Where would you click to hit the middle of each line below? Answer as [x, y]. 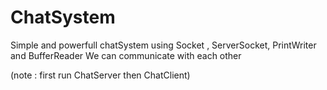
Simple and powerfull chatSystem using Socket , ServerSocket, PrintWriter [163, 45]
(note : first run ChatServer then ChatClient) [100, 75]
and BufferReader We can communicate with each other [126, 55]
